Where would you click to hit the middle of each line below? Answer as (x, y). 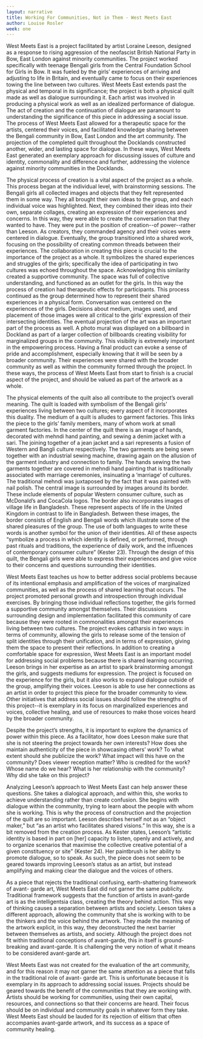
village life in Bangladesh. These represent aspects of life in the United (95, 507)
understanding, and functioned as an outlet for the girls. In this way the (95, 283)
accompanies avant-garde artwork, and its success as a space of (88, 1023)
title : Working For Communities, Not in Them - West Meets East (89, 18)
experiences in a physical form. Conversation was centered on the (89, 302)
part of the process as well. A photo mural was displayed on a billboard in (98, 328)
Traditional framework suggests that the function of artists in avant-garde (98, 895)
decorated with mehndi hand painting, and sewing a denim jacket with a (96, 436)
